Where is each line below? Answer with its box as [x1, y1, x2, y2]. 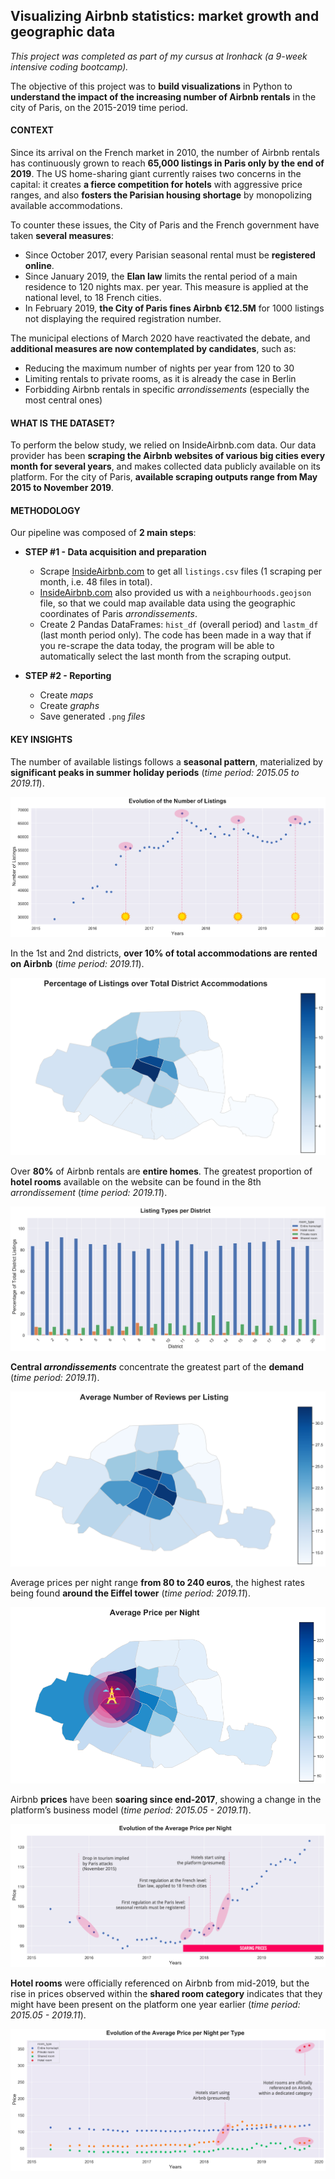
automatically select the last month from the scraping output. [39, 650, 292, 663]
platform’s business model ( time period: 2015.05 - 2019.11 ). [10, 1804, 252, 1816]
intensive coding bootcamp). [10, 60, 129, 73]
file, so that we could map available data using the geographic [39, 597, 296, 609]
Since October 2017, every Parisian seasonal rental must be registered [24, 249, 316, 261]
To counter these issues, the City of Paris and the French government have [10, 219, 320, 231]
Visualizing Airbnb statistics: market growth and [10, 8, 320, 25]
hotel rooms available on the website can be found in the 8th [10, 1175, 262, 1188]
